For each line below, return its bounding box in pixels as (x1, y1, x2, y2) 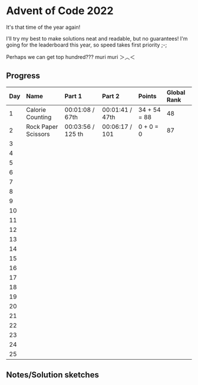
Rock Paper (26, 122, 58, 131)
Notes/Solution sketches (6, 370, 99, 380)
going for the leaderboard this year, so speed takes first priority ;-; (6, 41, 167, 48)
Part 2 (102, 92, 120, 100)
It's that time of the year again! (6, 24, 81, 31)
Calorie (26, 105, 46, 114)
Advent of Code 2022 (6, 4, 114, 18)
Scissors (26, 130, 50, 138)
